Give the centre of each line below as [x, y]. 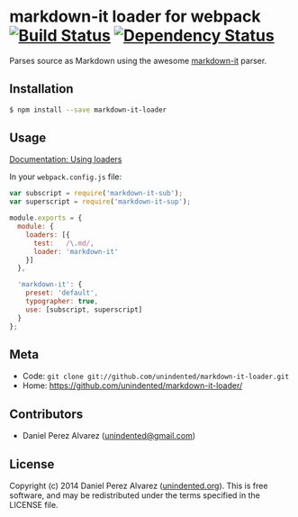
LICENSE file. [34, 505]
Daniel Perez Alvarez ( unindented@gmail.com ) [109, 436]
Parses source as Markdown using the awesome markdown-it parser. [138, 60]
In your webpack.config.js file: [66, 177]
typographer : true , [62, 302]
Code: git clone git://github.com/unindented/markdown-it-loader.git [156, 376]
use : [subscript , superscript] [84, 309]
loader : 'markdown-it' [76, 251]
